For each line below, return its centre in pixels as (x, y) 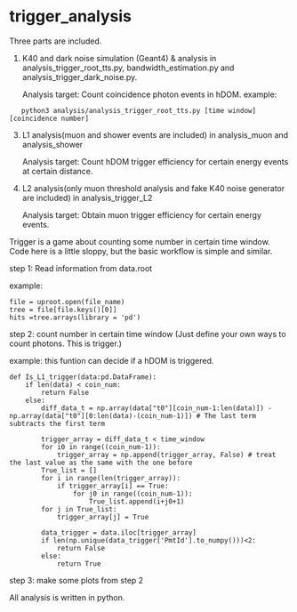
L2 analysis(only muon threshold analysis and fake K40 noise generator (153, 188)
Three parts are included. (56, 41)
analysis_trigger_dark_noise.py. (80, 76)
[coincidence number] (49, 118)
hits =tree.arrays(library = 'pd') (75, 318)
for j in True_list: (79, 509)
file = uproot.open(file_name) (67, 302)
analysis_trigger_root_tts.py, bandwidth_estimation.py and (128, 68)
